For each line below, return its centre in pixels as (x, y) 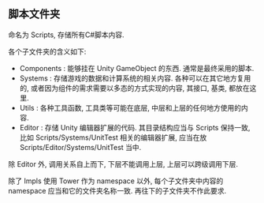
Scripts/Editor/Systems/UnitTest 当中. (80, 147)
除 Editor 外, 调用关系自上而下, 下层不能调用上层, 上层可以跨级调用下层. (123, 164)
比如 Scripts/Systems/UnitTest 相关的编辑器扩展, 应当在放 (113, 137)
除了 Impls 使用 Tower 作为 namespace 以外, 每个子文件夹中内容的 (116, 181)
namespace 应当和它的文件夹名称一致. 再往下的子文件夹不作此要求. (117, 190)
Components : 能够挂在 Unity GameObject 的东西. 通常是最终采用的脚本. (137, 68)
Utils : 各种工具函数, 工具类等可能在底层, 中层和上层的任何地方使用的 (130, 107)
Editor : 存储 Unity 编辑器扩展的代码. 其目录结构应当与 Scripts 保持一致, (135, 127)
